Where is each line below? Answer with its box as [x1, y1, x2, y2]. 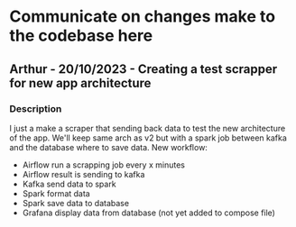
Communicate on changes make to [9, 6, 276, 27]
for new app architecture [9, 75, 152, 91]
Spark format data [22, 187, 90, 199]
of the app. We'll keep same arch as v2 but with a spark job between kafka [9, 132, 287, 143]
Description [9, 102, 62, 114]
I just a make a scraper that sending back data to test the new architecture [9, 123, 286, 133]
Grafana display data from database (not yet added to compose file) [22, 207, 275, 218]
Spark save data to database [22, 197, 129, 208]
